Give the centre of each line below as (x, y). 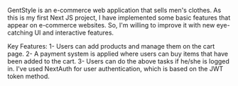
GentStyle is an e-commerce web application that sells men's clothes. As (114, 10)
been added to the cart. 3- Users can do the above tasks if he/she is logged (118, 61)
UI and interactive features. (74, 32)
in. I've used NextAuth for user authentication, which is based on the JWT (115, 69)
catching (20, 32)
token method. (28, 76)
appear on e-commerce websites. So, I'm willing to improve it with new (111, 25)
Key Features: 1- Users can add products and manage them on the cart (111, 46)
